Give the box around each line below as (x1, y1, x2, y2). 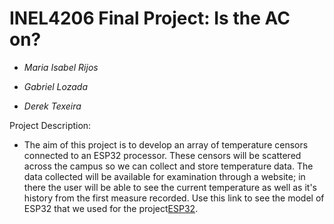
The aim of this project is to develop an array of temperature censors (23, 138, 309, 151)
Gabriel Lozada (23, 80, 89, 92)
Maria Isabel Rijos (23, 61, 99, 73)
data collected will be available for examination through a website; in (23, 170, 306, 182)
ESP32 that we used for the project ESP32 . (23, 202, 199, 214)
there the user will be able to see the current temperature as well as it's (23, 181, 318, 193)
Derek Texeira (23, 100, 82, 112)
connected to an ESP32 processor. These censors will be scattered (23, 149, 302, 161)
